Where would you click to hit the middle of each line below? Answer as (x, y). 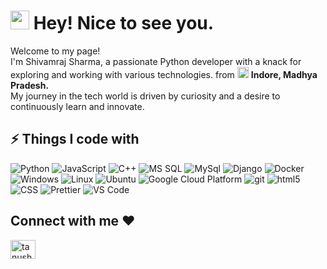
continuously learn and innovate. (77, 106)
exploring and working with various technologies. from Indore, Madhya (164, 74)
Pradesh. (30, 85)
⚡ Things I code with (75, 139)
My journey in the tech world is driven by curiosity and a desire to (145, 96)
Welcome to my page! (55, 51)
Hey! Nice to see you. (124, 23)
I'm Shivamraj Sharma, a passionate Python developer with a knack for (156, 61)
